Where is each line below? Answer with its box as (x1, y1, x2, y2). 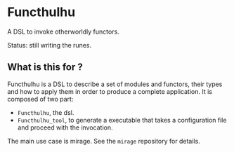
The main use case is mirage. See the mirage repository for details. (7, 137, 200, 145)
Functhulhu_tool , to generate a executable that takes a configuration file (17, 116, 227, 124)
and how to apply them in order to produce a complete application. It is (7, 87, 213, 95)
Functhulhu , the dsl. (17, 108, 74, 116)
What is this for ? (7, 61, 83, 74)
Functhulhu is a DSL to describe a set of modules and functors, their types (7, 80, 223, 88)
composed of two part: (7, 95, 74, 103)
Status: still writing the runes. (7, 41, 92, 49)
